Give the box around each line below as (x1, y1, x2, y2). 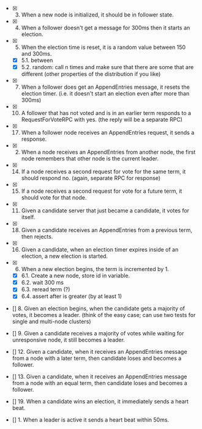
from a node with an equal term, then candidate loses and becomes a (12, 379, 188, 387)
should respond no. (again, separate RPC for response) (21, 174, 161, 182)
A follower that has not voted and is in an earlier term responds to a (21, 110, 192, 117)
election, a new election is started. (21, 253, 108, 260)
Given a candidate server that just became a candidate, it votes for (21, 207, 190, 214)
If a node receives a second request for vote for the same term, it (21, 168, 186, 176)
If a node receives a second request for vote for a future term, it (21, 187, 182, 195)
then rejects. (21, 233, 53, 241)
